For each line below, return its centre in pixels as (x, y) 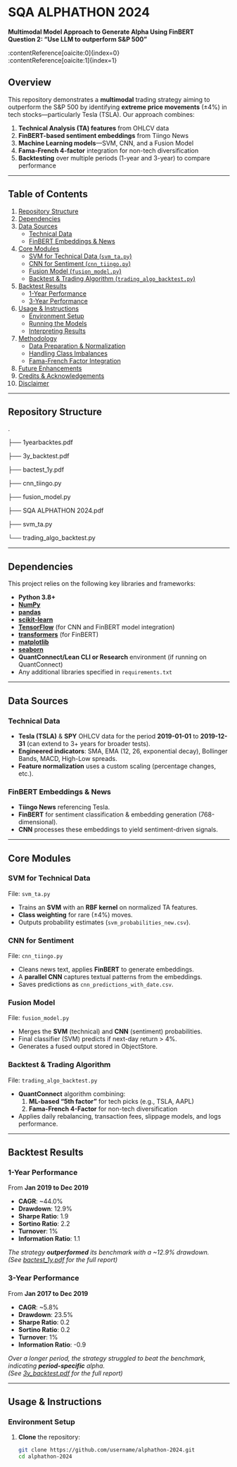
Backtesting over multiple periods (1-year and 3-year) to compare (114, 158)
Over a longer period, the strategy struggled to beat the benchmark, (107, 1358)
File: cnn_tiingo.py (36, 956)
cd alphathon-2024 (45, 1457)
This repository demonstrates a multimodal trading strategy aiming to (109, 99)
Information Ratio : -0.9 (52, 1345)
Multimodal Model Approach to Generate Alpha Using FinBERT (101, 32)
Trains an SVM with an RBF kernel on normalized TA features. (108, 907)
